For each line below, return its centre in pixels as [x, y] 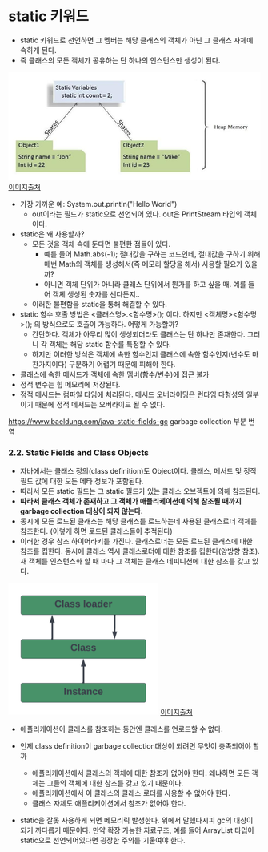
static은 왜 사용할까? [52, 234]
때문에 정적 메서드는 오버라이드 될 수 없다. [100, 404]
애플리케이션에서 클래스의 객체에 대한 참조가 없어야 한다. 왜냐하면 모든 [141, 773]
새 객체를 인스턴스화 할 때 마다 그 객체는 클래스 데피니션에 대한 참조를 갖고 [135, 561]
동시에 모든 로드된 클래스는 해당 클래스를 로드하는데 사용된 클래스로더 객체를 [138, 521]
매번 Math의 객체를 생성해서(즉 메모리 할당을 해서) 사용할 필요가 [143, 264]
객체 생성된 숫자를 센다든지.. [96, 294]
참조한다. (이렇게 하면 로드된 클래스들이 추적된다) [96, 531]
